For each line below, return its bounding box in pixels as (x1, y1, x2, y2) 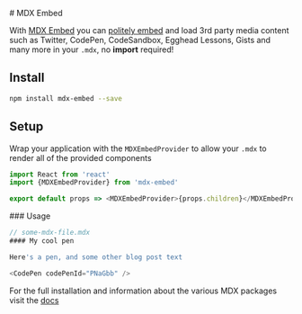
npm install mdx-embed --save (9, 94, 123, 103)
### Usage (9, 211, 51, 221)
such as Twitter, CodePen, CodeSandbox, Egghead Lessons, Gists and (9, 35, 271, 45)
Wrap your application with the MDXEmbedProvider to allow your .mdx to (9, 143, 267, 154)
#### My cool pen (9, 237, 75, 246)
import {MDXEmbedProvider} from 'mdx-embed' (9, 178, 179, 187)
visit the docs (9, 294, 59, 305)
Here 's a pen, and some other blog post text (9, 252, 182, 262)
